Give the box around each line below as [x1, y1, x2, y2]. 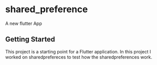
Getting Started [5, 35, 55, 44]
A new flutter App [5, 20, 42, 26]
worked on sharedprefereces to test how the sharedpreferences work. [5, 54, 152, 60]
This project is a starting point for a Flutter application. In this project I [5, 48, 151, 54]
